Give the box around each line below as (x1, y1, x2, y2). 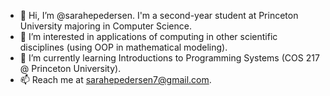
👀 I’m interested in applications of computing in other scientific (19, 31, 278, 42)
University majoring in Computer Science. (19, 20, 192, 32)
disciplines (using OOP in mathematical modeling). (19, 41, 228, 53)
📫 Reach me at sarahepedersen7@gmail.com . (19, 74, 212, 85)
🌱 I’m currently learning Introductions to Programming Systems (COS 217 (19, 52, 320, 64)
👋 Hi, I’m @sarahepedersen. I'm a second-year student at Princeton (19, 10, 299, 21)
